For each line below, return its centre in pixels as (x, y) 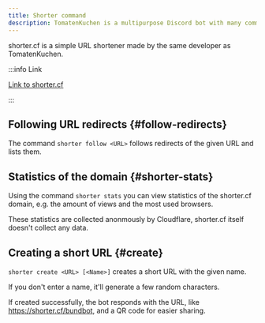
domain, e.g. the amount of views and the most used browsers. (111, 204)
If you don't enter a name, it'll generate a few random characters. (114, 287)
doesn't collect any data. (49, 228)
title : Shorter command (47, 15)
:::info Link (25, 69)
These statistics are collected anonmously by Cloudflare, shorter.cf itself (126, 220)
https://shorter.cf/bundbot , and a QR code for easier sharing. (107, 310)
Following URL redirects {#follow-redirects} (118, 124)
